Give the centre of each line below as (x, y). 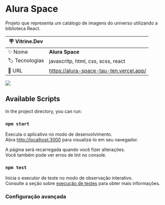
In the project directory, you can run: (44, 111)
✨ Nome (18, 52)
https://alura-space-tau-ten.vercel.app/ (98, 70)
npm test (16, 167)
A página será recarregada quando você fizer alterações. (65, 150)
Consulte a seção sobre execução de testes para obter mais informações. (83, 184)
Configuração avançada (36, 197)
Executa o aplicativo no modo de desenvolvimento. (59, 134)
